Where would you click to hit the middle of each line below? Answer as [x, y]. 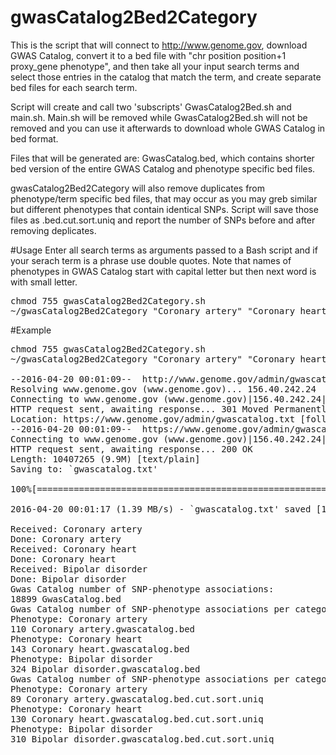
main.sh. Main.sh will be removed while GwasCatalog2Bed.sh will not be [159, 117]
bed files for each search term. [74, 87]
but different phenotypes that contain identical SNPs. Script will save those [164, 209]
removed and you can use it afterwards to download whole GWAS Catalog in [168, 128]
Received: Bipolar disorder [79, 569]
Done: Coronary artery [66, 539]
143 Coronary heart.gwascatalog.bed [100, 649]
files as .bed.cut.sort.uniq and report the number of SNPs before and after [163, 220]
